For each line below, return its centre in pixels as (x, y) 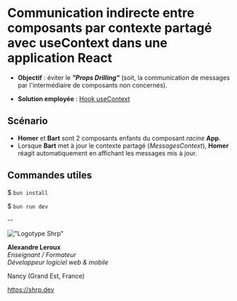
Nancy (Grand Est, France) (46, 276)
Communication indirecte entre (101, 13)
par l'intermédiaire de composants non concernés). (92, 85)
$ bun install (28, 192)
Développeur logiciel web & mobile (58, 262)
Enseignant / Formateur (42, 254)
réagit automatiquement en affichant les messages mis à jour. (107, 153)
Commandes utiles (50, 176)
